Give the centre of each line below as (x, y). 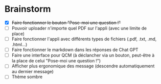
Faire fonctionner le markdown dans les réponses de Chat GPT (75, 50)
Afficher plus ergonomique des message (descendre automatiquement (83, 66)
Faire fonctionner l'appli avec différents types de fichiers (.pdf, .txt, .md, (84, 39)
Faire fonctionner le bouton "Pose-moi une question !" (66, 23)
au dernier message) (33, 72)
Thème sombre (27, 77)
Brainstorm (28, 9)
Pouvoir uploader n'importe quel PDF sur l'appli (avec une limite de (79, 28)
